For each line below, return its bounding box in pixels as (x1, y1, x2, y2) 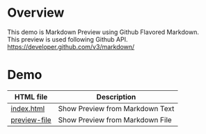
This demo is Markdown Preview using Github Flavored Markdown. (7, 28, 200, 36)
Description (96, 92, 136, 101)
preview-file (10, 115, 51, 124)
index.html (10, 103, 45, 113)
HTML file (14, 92, 48, 101)
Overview (7, 5, 65, 21)
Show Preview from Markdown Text (58, 103, 175, 113)
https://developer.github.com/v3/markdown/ (7, 42, 135, 51)
